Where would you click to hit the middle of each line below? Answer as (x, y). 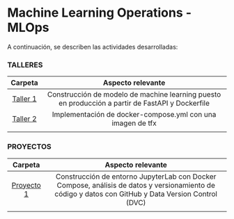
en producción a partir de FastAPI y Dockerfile (134, 104)
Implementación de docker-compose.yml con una (134, 115)
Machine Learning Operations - (100, 13)
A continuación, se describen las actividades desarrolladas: (93, 47)
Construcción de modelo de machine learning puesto (134, 95)
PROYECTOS (29, 147)
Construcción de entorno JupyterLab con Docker (136, 177)
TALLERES (25, 65)
